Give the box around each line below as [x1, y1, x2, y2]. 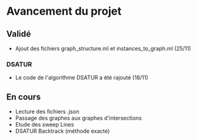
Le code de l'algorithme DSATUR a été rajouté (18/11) [15, 74, 149, 81]
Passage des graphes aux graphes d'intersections [15, 114, 142, 122]
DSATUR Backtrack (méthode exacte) [15, 127, 110, 135]
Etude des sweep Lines [15, 121, 75, 128]
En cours [6, 92, 41, 102]
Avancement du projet [6, 4, 122, 18]
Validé [6, 29, 31, 39]
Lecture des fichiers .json [15, 108, 80, 116]
